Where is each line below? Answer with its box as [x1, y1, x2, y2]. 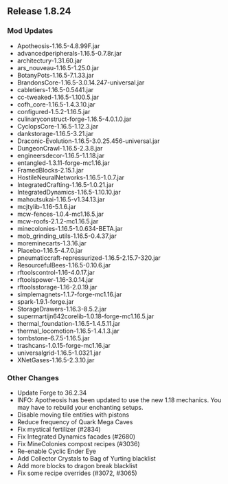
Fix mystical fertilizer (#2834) [16, 425, 101, 433]
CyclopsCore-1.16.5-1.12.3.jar [16, 122, 98, 130]
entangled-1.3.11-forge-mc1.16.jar [16, 158, 110, 167]
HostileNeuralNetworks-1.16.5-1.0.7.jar [16, 173, 125, 181]
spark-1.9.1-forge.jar [16, 297, 74, 305]
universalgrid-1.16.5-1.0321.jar [16, 349, 102, 357]
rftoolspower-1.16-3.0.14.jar [16, 275, 94, 284]
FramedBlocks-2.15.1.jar [16, 166, 84, 174]
